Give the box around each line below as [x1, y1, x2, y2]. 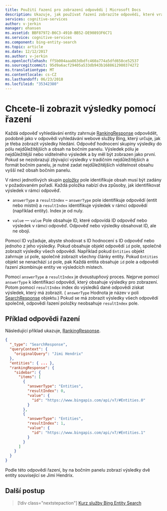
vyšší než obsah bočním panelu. [5, 167, 71, 173]
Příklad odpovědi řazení [5, 315, 81, 323]
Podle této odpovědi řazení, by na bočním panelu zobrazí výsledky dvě [5, 467, 150, 473]
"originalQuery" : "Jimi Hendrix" [14, 351, 83, 356]
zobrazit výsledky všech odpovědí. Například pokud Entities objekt [5, 248, 145, 254]
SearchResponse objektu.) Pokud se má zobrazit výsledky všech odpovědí [5, 295, 158, 301]
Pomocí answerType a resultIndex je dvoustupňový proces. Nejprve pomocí [5, 274, 159, 280]
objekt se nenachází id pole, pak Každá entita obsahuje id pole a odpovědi [5, 259, 159, 265]
